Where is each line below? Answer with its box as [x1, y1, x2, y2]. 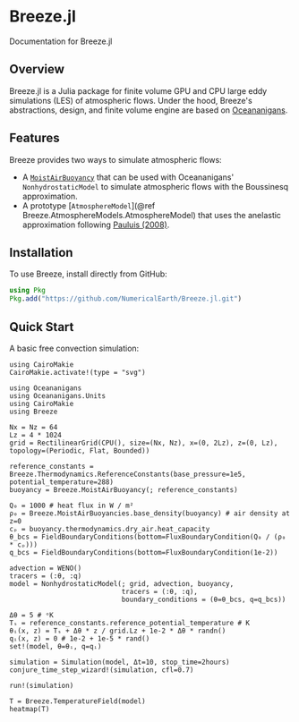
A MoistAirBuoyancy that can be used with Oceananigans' [21, 172, 235, 183]
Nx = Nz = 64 [9, 422, 58, 431]
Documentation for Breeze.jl [9, 36, 113, 47]
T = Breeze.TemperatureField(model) [9, 696, 146, 706]
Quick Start [9, 319, 74, 335]
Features [9, 131, 60, 146]
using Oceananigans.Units [9, 391, 106, 400]
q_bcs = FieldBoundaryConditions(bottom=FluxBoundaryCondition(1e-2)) [9, 548, 278, 556]
